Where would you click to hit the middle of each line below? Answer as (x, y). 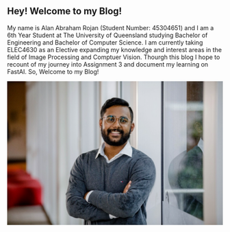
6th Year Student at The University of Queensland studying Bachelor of (107, 35)
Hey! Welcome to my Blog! (64, 11)
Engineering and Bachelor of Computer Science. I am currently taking (105, 42)
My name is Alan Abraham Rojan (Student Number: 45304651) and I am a (111, 27)
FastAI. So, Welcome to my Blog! (53, 71)
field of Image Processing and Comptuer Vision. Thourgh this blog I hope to (114, 57)
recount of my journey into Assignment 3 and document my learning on (108, 64)
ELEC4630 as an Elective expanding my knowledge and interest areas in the (115, 49)
